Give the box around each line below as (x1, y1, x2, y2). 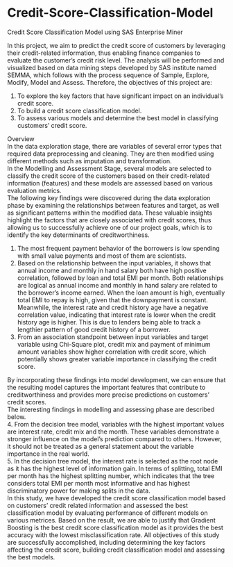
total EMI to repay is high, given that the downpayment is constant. (17, 295, 208, 304)
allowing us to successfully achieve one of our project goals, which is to (7, 223, 213, 231)
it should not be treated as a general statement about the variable (7, 442, 194, 450)
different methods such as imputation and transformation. (7, 156, 172, 165)
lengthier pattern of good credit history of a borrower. (17, 325, 171, 334)
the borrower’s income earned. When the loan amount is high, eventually (17, 288, 225, 297)
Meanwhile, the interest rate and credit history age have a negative (17, 303, 209, 311)
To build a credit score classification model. (17, 106, 142, 115)
